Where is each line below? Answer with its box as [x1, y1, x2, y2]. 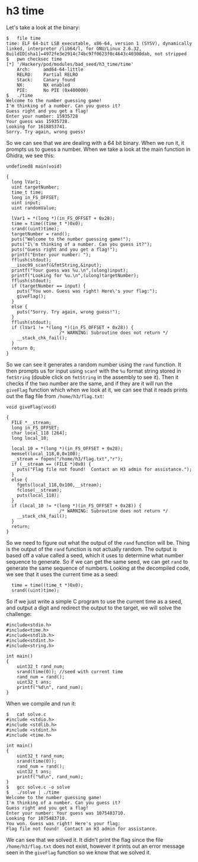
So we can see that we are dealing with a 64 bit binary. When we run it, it [6, 139, 185, 146]
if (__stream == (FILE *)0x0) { [11, 461, 92, 467]
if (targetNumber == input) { [11, 283, 86, 289]
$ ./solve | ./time [6, 789, 60, 795]
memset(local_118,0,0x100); [11, 450, 81, 457]
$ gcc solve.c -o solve [6, 784, 70, 790]
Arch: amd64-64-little [17, 67, 84, 72]
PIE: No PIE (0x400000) [17, 87, 89, 93]
